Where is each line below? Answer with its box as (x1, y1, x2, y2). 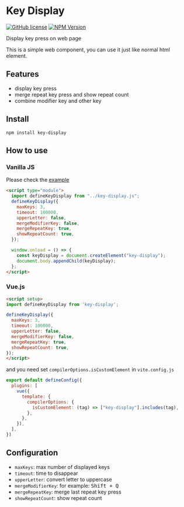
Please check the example (6, 177, 70, 184)
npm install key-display (6, 130, 67, 136)
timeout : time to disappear (14, 470, 78, 477)
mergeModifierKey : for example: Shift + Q (14, 482, 119, 489)
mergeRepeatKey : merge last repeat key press (14, 488, 121, 495)
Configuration (6, 448, 58, 458)
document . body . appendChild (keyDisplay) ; (16, 258, 116, 264)
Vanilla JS (6, 163, 35, 171)
